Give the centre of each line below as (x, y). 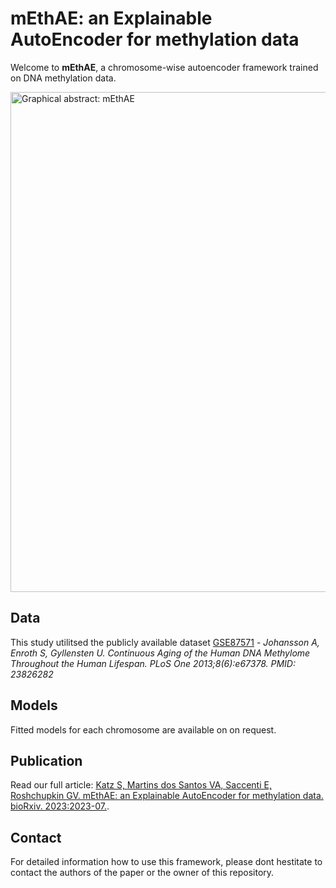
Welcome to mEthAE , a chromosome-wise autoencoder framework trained (164, 67)
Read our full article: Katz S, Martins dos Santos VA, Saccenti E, (141, 785)
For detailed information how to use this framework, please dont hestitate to (166, 862)
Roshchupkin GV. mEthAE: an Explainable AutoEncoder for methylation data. (167, 796)
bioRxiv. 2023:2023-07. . (60, 806)
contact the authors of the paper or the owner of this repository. (142, 873)
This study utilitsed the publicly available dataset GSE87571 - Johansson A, (165, 642)
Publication (46, 760)
